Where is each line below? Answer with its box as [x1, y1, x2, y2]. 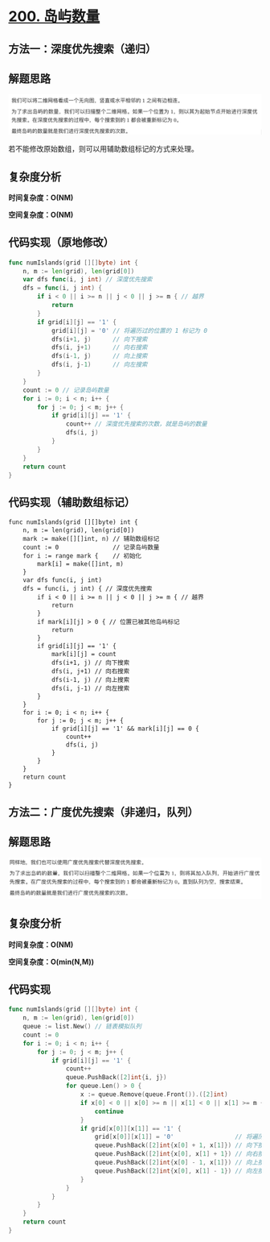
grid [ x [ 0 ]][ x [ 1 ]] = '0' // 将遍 [94, 1133, 259, 1141]
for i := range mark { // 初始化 [22, 552, 142, 560]
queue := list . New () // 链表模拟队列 [22, 1023, 142, 1031]
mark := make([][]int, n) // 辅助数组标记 [22, 535, 160, 543]
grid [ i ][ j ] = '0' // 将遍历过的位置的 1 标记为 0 [51, 326, 207, 334]
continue [94, 1107, 125, 1115]
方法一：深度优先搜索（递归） [8, 42, 157, 56]
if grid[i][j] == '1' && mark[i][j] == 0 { [51, 725, 199, 733]
